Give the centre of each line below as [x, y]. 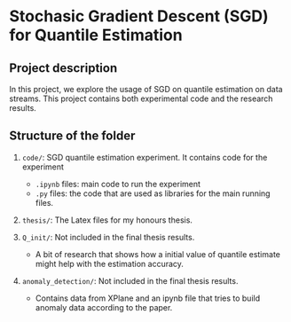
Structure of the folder [72, 136]
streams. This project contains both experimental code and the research [141, 98]
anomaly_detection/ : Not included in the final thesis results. [130, 280]
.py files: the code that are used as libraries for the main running [153, 193]
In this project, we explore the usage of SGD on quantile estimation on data [146, 89]
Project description [63, 68]
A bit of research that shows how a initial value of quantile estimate [158, 254]
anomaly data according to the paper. [104, 307]
